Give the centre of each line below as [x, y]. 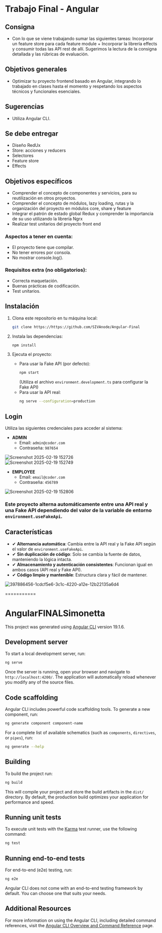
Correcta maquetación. [35, 281]
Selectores [23, 156]
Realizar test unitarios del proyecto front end [56, 224]
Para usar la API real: [40, 392]
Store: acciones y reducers [39, 150]
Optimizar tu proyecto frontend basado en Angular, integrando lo [76, 81]
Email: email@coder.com [42, 477]
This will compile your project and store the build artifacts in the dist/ [74, 792]
